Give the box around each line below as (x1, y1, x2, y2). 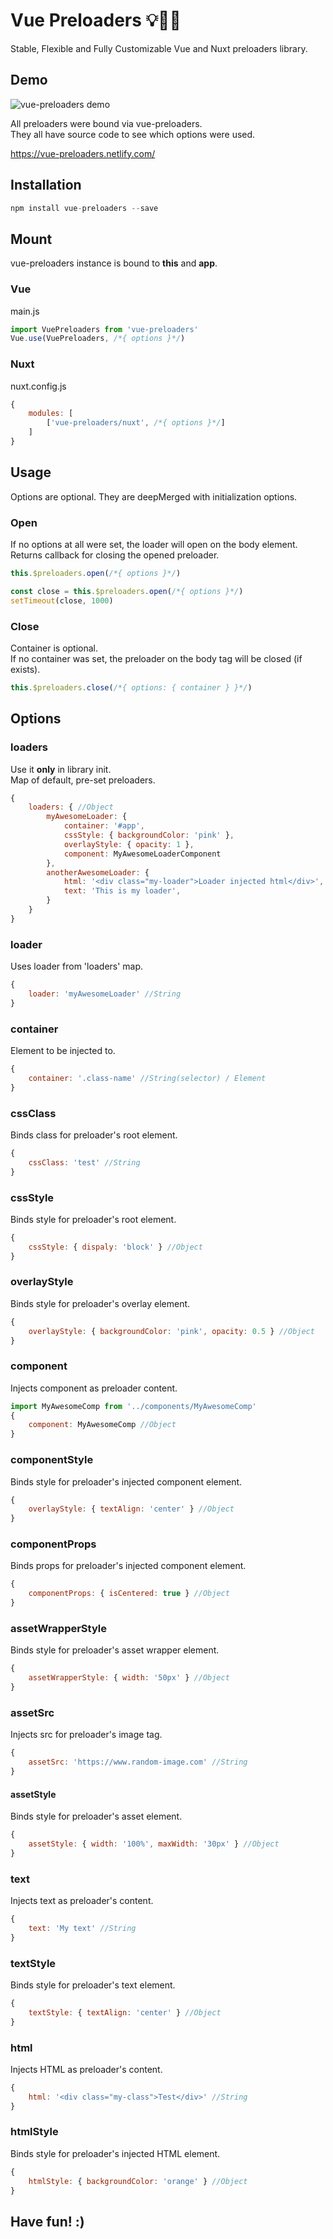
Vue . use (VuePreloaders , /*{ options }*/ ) (10, 334, 186, 344)
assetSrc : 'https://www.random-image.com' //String (28, 1757, 248, 1768)
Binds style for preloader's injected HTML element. (10, 2147, 221, 2159)
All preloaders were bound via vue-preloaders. (10, 117, 203, 129)
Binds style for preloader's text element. (10, 1979, 176, 1991)
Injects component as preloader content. (10, 1382, 178, 1394)
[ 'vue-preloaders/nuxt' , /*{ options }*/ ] (46, 418, 226, 428)
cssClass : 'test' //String (28, 1157, 141, 1168)
